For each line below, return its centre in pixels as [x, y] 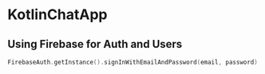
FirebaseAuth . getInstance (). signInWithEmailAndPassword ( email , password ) [133, 62]
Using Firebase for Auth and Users [95, 44]
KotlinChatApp [57, 15]
